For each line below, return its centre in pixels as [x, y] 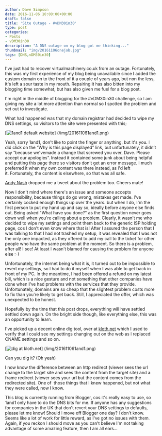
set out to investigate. [27, 109]
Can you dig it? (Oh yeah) [31, 358]
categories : [17, 32]
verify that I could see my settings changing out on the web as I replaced [78, 334]
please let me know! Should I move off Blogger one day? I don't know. [75, 413]
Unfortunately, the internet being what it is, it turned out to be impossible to [80, 263]
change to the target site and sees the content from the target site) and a [78, 373]
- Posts [13, 37]
